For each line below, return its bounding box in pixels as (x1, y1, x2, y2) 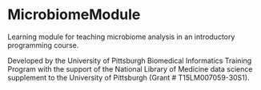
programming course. (7, 40, 79, 49)
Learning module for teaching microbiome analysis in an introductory (7, 32, 235, 41)
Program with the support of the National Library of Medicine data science (7, 64, 253, 73)
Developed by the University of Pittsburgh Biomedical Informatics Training (7, 56, 252, 65)
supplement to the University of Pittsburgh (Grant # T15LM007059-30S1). (7, 72, 250, 82)
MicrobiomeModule (7, 6, 141, 24)
